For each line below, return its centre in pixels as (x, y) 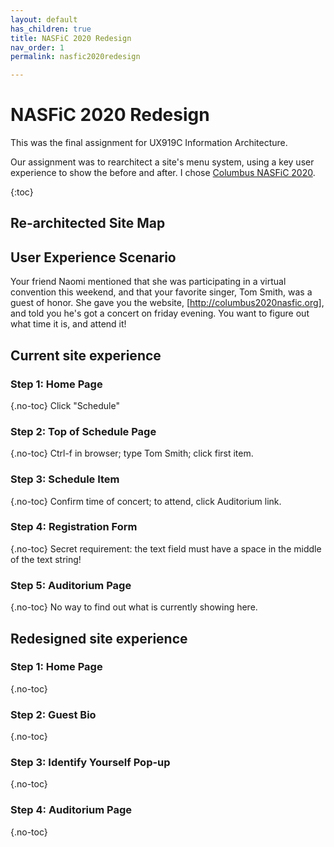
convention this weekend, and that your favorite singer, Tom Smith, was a (161, 292)
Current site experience (86, 355)
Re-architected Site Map (88, 223)
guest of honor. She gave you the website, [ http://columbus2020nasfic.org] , (167, 303)
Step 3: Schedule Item (65, 479)
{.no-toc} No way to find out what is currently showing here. (134, 607)
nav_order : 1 (37, 47)
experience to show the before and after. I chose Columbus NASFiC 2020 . (163, 173)
